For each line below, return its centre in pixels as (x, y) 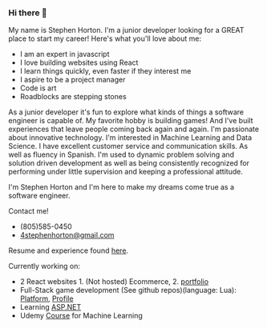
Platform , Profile (47, 298)
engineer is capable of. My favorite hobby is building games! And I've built (131, 121)
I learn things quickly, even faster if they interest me (105, 71)
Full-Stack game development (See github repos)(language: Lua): (128, 290)
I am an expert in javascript (65, 54)
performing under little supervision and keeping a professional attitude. (125, 172)
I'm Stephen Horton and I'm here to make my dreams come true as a (121, 187)
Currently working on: (44, 266)
